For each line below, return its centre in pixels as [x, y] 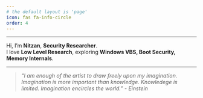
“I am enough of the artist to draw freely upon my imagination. [99, 76]
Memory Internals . [30, 58]
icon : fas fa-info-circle [39, 17]
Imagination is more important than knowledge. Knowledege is [99, 82]
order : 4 [17, 23]
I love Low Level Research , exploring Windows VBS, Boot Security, [91, 52]
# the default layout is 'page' [47, 12]
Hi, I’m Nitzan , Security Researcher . [52, 46]
